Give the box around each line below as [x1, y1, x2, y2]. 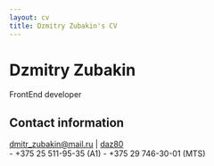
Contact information [9, 115, 125, 130]
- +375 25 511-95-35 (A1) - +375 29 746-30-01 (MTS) [9, 148, 206, 159]
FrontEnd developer [9, 89, 82, 100]
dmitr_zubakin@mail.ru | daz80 [9, 139, 124, 150]
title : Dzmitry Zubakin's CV [9, 21, 118, 30]
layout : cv [9, 12, 50, 22]
